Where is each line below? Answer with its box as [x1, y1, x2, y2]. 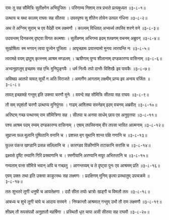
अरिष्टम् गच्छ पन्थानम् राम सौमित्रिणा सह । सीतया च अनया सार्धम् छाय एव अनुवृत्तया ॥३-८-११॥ [5, 112, 157, 118]
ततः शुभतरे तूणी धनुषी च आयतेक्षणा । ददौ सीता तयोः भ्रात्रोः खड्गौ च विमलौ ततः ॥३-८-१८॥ [5, 189, 150, 195]
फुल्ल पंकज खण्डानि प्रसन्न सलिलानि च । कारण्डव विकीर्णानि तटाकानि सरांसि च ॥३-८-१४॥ [5, 142, 151, 148]
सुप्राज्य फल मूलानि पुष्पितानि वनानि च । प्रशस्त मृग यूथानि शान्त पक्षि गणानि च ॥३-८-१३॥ [5, 132, 147, 138]
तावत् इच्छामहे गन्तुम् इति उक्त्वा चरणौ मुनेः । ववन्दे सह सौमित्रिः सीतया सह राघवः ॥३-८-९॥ [5, 92, 149, 97]
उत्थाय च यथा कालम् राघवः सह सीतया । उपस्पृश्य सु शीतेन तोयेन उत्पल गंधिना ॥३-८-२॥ [5, 15, 148, 21]
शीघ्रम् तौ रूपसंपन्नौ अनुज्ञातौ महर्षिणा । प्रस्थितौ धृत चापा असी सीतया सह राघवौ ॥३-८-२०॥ [5, 209, 150, 215]
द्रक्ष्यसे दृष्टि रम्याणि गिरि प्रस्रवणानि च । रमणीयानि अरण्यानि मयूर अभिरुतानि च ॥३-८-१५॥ [5, 153, 148, 158]
